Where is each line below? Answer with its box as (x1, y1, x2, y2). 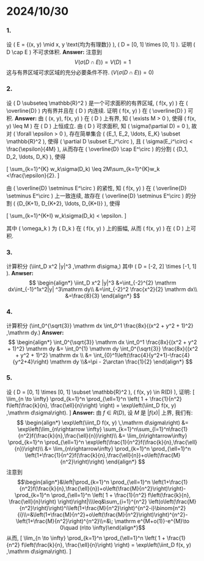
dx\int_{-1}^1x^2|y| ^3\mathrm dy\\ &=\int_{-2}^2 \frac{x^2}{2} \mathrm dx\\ (8, 286, 197, 293)
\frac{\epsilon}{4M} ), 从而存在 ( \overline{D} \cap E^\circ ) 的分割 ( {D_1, (6, 145, 188, 153)
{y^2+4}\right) (12, 358, 49, 365)
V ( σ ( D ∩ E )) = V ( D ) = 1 (74, 58, 131, 66)
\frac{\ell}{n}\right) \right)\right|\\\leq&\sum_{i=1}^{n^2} (9, 498, 148, 505)
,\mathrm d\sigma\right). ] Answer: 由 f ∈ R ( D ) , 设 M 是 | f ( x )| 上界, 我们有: (6, 409, 193, 416)
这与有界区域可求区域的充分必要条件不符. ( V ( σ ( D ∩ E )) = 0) (6, 69, 155, 76)
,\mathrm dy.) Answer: (6, 329, 64, 337)
